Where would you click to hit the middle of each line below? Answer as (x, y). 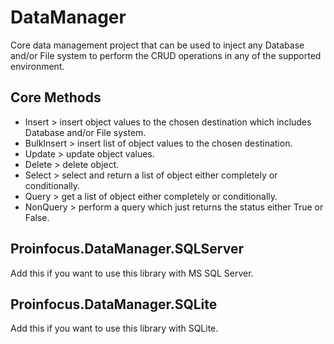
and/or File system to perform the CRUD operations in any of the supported (166, 55)
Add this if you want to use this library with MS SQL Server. (132, 273)
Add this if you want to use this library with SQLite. (114, 328)
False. (37, 217)
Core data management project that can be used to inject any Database (157, 45)
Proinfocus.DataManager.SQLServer (127, 249)
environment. (37, 66)
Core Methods (56, 97)
